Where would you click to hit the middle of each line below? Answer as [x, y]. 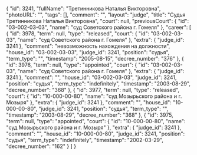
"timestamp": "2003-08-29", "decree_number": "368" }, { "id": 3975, [90, 115]
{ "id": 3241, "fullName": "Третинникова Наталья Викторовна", [83, 9]
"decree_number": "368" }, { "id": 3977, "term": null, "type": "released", [93, 90]
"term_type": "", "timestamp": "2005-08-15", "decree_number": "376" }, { [95, 59]
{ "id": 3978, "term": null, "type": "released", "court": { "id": [78, 34]
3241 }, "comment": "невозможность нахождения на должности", [88, 46]
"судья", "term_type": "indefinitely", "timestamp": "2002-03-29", [85, 140]
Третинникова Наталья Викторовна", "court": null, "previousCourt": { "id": [98, 21]
